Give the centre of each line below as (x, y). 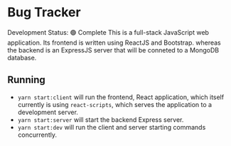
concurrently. (37, 135)
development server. (48, 112)
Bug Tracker (44, 12)
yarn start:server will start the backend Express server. (101, 119)
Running (27, 80)
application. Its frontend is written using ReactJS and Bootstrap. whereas (114, 43)
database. (22, 57)
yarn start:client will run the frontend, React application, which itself (121, 97)
